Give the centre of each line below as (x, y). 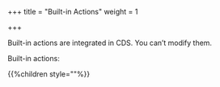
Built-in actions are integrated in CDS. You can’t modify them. (110, 43)
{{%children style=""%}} (49, 74)
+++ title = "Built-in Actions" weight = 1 (73, 12)
